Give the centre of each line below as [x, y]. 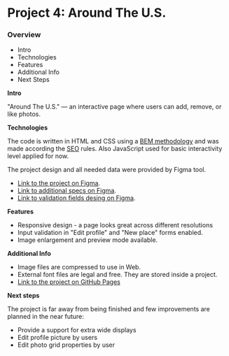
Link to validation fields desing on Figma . [76, 198]
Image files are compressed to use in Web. [79, 267]
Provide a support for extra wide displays [77, 330]
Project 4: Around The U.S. [87, 13]
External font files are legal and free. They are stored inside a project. [117, 275]
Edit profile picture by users [57, 338]
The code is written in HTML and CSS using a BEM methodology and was [113, 141]
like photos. [24, 114]
